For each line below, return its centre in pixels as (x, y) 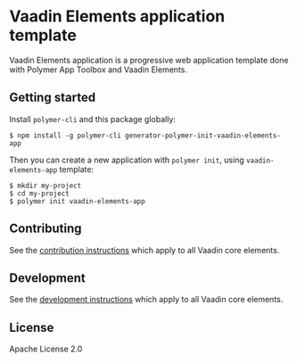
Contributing (45, 229)
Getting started (53, 98)
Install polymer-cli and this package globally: (93, 119)
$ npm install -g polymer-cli (66, 136)
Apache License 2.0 (46, 349)
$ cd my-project (39, 194)
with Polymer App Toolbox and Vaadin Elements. (98, 70)
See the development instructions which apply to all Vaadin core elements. (146, 300)
